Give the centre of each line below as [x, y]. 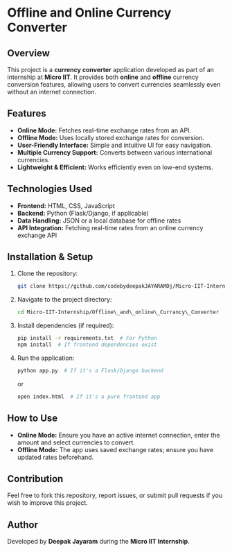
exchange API [37, 235]
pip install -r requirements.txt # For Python [87, 338]
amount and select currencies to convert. [76, 442]
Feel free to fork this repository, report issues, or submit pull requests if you [115, 495]
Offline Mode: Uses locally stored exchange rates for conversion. [110, 137]
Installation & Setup [50, 257]
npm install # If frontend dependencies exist [87, 345]
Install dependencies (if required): [65, 326]
